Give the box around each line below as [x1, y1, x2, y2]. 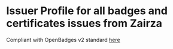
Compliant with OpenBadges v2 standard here [6, 36, 121, 43]
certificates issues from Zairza [6, 17, 163, 30]
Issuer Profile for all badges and [6, 4, 168, 18]
